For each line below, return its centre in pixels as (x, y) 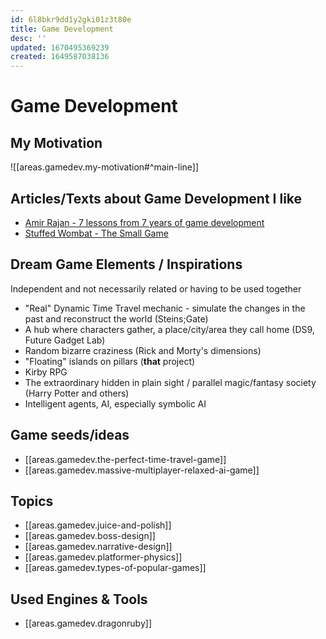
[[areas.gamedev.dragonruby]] (88, 623)
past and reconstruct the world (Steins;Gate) (116, 318)
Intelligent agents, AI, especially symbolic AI (115, 403)
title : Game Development (62, 29)
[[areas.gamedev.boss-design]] (90, 536)
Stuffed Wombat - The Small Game (96, 233)
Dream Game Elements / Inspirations (126, 264)
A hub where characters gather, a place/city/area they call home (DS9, (169, 329)
